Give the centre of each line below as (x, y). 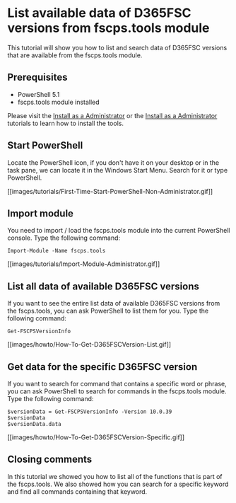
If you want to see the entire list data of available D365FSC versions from (114, 303)
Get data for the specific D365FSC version (102, 367)
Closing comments (50, 459)
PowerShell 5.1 (39, 94)
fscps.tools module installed (59, 102)
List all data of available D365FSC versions (103, 286)
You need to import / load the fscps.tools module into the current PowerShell (119, 231)
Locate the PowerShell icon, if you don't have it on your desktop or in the (113, 162)
